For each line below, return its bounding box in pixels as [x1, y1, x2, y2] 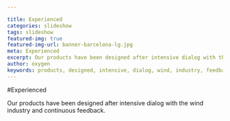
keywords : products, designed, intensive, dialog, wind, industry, [7, 66, 204, 74]
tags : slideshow [7, 29, 53, 36]
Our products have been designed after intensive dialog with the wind [7, 98, 204, 107]
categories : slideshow [7, 22, 72, 29]
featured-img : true [7, 35, 63, 42]
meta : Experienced [7, 48, 60, 55]
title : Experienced [7, 16, 63, 23]
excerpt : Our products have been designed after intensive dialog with [7, 54, 216, 62]
